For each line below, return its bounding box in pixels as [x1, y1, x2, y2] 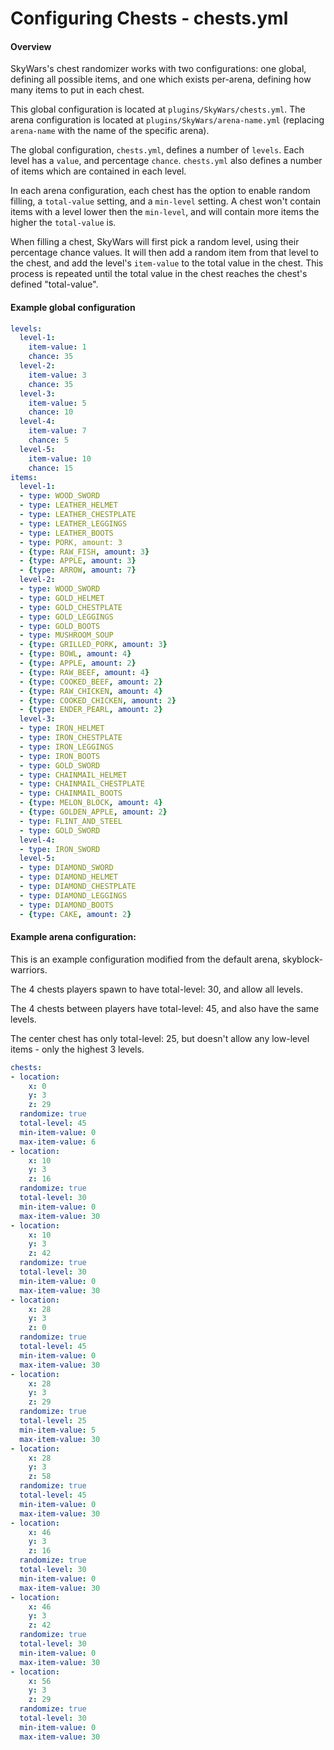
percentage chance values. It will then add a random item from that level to [10, 247, 319, 259]
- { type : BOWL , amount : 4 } [19, 649, 132, 659]
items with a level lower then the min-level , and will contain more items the [10, 206, 320, 218]
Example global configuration [10, 301, 136, 313]
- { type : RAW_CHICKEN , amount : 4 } [19, 686, 163, 696]
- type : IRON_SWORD [19, 844, 101, 854]
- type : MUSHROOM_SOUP [19, 630, 114, 641]
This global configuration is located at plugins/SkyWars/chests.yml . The [10, 103, 306, 116]
